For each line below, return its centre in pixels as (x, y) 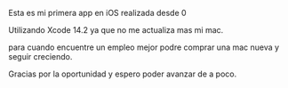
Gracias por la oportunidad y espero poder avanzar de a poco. (123, 74)
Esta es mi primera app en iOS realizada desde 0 (98, 13)
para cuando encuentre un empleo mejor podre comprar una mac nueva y (144, 47)
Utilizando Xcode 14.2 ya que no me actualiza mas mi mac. (116, 30)
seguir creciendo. (40, 56)
